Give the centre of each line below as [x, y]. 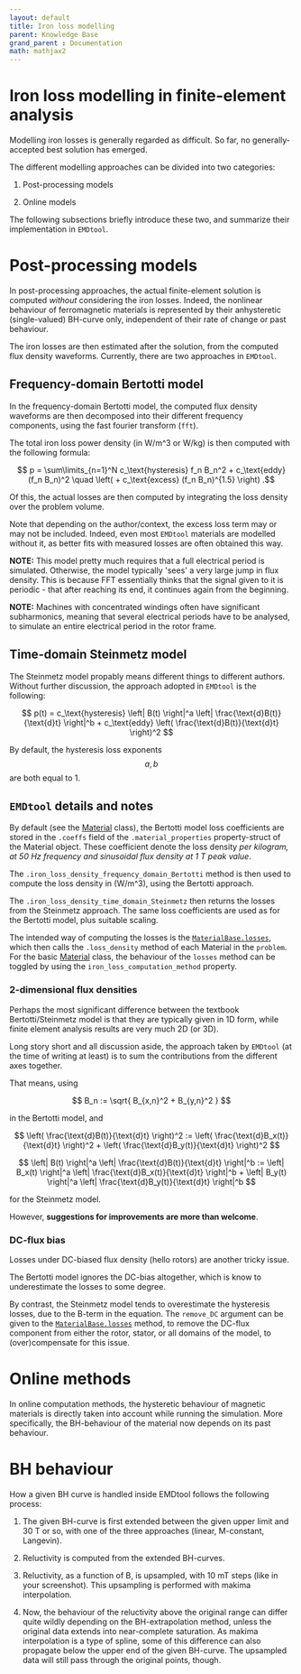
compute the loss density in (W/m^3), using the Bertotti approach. [132, 883]
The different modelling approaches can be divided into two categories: [142, 167]
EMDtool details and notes [82, 806]
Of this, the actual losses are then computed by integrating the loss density [149, 496]
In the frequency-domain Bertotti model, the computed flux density [134, 406]
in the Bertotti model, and [56, 1118]
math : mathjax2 [38, 51]
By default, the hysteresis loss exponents [86, 749]
